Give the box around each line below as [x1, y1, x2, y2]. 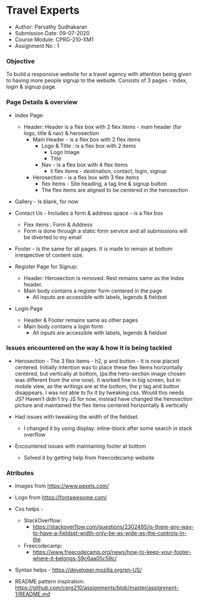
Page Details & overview [6, 98, 78, 106]
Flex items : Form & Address [23, 221, 93, 228]
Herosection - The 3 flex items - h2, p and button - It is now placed [14, 357, 180, 365]
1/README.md [14, 591, 51, 598]
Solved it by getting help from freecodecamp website [23, 454, 155, 461]
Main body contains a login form [23, 322, 103, 330]
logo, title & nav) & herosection [23, 129, 99, 137]
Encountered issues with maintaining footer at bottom [14, 442, 146, 450]
